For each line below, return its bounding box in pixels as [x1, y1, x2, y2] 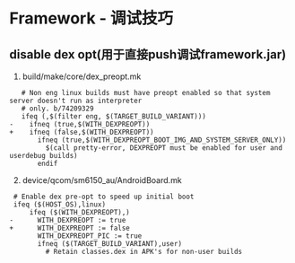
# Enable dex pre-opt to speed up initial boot [13, 192, 195, 201]
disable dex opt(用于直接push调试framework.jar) [9, 47, 287, 62]
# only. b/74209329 [21, 104, 94, 113]
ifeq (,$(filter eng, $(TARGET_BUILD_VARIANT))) [21, 112, 206, 121]
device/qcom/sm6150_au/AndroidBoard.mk [22, 175, 182, 185]
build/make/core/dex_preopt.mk [22, 71, 142, 82]
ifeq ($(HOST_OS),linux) [13, 200, 106, 209]
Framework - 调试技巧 [9, 8, 174, 29]
